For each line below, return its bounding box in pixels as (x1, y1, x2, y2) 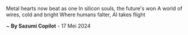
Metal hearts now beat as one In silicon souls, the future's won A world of (6, 5, 183, 12)
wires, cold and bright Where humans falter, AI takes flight (6, 11, 146, 18)
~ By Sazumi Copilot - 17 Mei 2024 (6, 23, 91, 29)
